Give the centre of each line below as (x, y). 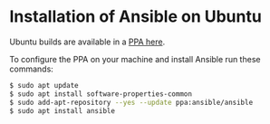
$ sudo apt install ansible (63, 110)
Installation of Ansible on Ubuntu (136, 17)
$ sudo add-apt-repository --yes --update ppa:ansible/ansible (131, 102)
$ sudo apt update (44, 85)
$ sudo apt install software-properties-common (101, 94)
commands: (32, 69)
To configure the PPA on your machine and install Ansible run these (135, 59)
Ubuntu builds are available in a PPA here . (87, 42)
